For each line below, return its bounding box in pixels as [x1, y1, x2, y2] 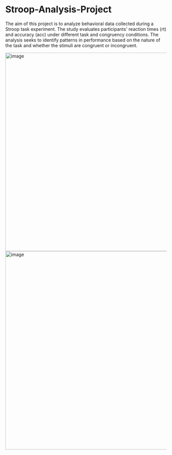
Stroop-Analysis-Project [5, 4, 112, 15]
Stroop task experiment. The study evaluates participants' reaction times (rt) [5, 26, 166, 32]
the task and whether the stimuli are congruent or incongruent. [5, 42, 138, 48]
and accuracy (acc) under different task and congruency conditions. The [5, 31, 159, 37]
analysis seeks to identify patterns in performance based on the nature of [5, 37, 160, 43]
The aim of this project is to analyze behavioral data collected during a [5, 21, 154, 27]
